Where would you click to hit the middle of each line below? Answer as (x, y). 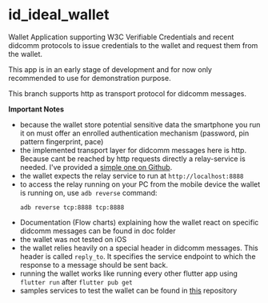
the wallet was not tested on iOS (73, 239)
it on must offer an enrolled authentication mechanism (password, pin (134, 133)
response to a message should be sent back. (94, 265)
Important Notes (36, 109)
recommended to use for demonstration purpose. (90, 78)
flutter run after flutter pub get (76, 281)
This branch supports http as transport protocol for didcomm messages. (127, 93)
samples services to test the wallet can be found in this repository (128, 290)
